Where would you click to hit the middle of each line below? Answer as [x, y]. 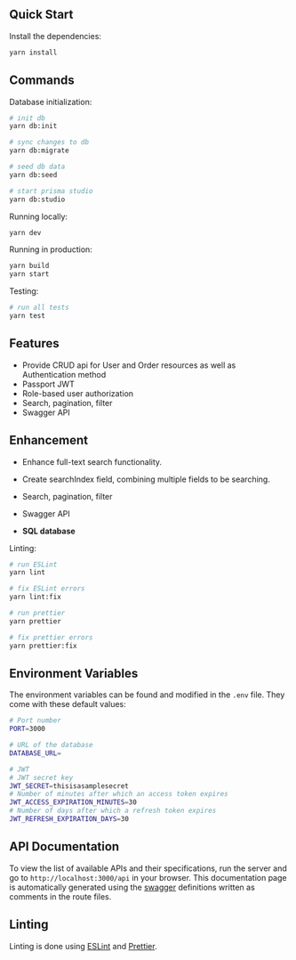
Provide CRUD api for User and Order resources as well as [129, 365]
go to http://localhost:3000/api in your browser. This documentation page [148, 877]
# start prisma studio [51, 191]
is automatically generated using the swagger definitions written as [132, 887]
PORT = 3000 [28, 729]
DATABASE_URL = [36, 753]
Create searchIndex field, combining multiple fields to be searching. [146, 479]
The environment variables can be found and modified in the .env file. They [147, 695]
